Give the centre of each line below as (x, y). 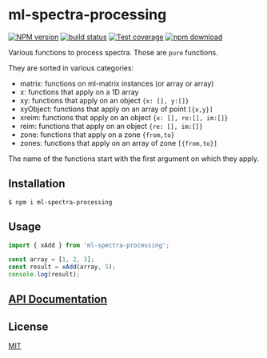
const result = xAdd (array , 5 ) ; (62, 267)
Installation (37, 184)
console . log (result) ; (44, 275)
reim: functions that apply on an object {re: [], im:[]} (111, 126)
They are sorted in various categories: (71, 68)
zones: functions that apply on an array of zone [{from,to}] (119, 143)
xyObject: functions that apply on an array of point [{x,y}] (116, 109)
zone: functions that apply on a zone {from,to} (97, 135)
